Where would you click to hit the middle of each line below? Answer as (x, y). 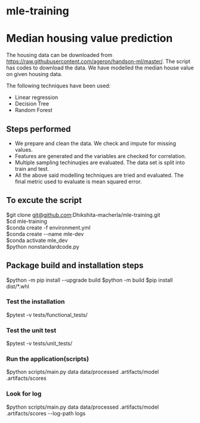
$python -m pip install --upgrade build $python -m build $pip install (90, 280)
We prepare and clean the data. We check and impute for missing (95, 143)
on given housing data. (34, 74)
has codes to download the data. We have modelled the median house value (100, 68)
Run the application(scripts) (48, 359)
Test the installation (36, 302)
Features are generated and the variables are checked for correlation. (100, 156)
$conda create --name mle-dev (45, 234)
